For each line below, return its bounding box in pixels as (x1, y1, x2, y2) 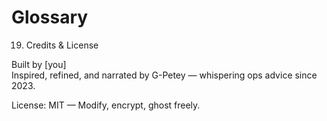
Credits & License (25, 39, 99, 51)
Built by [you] (11, 58, 67, 70)
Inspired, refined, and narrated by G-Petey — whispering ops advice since (11, 69, 318, 81)
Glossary (11, 6, 89, 29)
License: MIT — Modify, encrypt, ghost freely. (11, 99, 201, 111)
